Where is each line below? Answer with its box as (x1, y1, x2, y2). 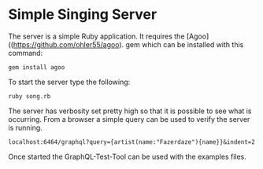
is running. (8, 123, 43, 132)
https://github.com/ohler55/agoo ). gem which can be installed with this (13, 39, 244, 49)
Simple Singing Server (8, 6, 157, 24)
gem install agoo (8, 63, 65, 72)
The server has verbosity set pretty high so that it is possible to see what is (8, 106, 252, 116)
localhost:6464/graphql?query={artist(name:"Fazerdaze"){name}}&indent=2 (8, 138, 256, 146)
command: (8, 48, 43, 57)
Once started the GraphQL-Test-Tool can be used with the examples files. (8, 152, 246, 161)
